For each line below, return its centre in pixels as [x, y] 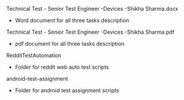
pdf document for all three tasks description [70, 44]
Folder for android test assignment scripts [67, 90]
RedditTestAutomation [34, 55]
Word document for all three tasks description [72, 20]
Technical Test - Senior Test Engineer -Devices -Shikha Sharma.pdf [90, 32]
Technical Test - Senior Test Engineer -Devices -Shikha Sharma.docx [92, 9]
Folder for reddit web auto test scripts [62, 67]
